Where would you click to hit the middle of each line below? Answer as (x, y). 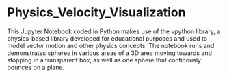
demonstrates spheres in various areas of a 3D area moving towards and (110, 53)
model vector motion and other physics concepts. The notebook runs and (111, 45)
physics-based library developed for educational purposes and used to (107, 38)
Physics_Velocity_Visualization (96, 13)
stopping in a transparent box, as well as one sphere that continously (104, 60)
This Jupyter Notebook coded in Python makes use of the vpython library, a (114, 31)
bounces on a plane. (36, 67)
